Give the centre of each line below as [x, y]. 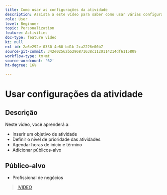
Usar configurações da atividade [74, 94]
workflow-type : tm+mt [28, 56]
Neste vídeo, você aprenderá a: [37, 124]
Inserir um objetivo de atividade [45, 134]
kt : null [14, 42]
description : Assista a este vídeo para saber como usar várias [73, 14]
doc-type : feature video [31, 38]
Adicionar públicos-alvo [37, 150]
